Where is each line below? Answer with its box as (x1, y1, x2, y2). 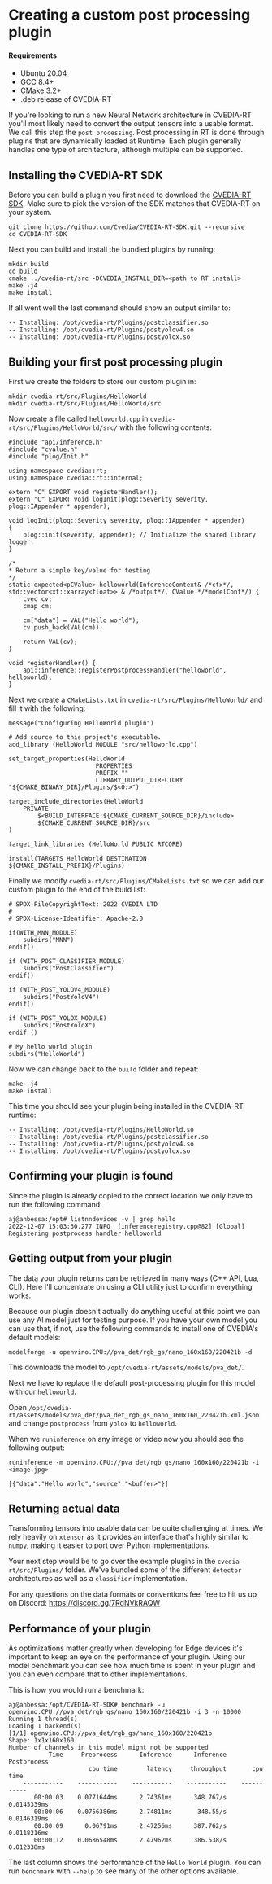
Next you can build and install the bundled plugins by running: (8, 244, 216, 254)
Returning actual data (8, 1502, 120, 1516)
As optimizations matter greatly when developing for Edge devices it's (8, 1643, 243, 1654)
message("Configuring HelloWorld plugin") (8, 719, 154, 728)
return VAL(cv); (23, 637, 79, 646)
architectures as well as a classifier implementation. (8, 1574, 188, 1584)
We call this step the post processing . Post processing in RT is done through (8, 128, 265, 138)
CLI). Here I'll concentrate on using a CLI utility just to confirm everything (8, 1282, 253, 1291)
